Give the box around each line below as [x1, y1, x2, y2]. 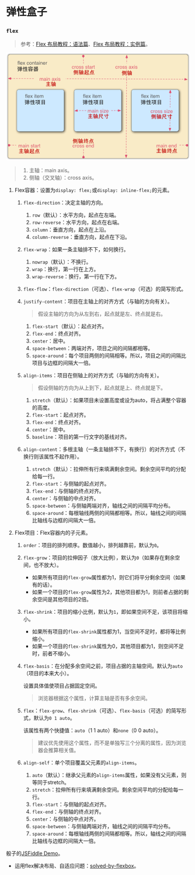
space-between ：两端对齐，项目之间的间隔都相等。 [32, 345, 154, 352]
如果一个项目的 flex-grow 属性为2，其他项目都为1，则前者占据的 [32, 589, 184, 596]
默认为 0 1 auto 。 [33, 715, 75, 722]
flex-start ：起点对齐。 [32, 411, 89, 419]
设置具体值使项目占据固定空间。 [23, 682, 100, 689]
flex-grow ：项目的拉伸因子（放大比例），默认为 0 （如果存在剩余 [23, 554, 175, 561]
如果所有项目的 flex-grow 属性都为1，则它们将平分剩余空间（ [32, 574, 176, 581]
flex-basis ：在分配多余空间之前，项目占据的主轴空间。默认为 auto [23, 662, 183, 669]
